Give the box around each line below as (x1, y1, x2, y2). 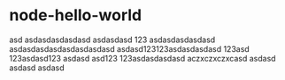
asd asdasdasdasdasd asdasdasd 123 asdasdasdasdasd (9, 34, 216, 45)
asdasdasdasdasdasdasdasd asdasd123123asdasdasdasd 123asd (9, 43, 250, 54)
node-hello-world (9, 5, 142, 25)
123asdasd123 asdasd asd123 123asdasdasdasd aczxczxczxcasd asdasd (9, 53, 276, 63)
